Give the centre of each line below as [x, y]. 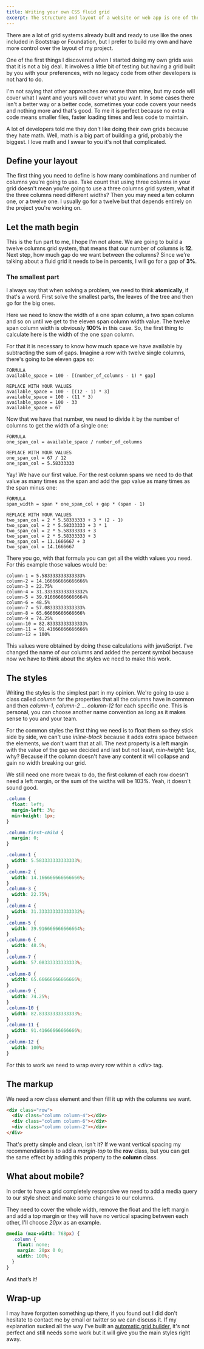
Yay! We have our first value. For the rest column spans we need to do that [100, 475]
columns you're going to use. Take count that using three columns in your [98, 182]
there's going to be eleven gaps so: [50, 359]
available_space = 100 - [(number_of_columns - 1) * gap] [81, 376]
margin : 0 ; [25, 838]
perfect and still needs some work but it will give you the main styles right [98, 1333]
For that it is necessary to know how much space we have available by [94, 346]
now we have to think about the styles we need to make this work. [89, 659]
